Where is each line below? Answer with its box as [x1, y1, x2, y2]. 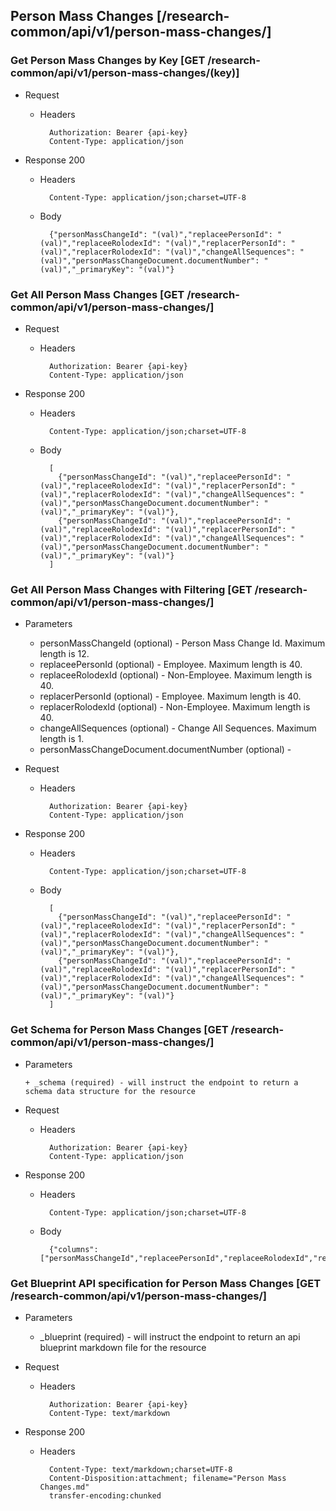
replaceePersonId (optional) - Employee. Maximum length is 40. [39, 659, 303, 671]
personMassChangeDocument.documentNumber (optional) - [39, 744, 292, 756]
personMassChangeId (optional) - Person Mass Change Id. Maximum [39, 637, 326, 649]
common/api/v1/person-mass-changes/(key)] [10, 66, 240, 80]
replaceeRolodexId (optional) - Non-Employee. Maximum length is [39, 669, 313, 681]
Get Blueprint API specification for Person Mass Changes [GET [10, 1276, 322, 1290]
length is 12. [39, 648, 90, 660]
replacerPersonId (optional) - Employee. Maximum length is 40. [39, 690, 302, 703]
